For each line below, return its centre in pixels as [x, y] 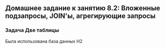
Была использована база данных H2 [44, 41]
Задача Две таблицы [32, 30]
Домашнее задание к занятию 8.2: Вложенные [83, 8]
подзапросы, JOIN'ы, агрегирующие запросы [81, 16]
